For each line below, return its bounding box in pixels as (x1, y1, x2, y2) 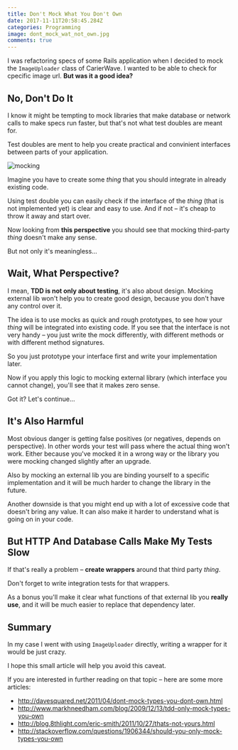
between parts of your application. (7, 147, 109, 156)
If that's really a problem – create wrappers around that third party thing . (7, 566, 221, 574)
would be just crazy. (7, 647, 67, 656)
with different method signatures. (7, 338, 105, 346)
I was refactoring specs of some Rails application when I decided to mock (7, 56, 224, 65)
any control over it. (7, 301, 63, 310)
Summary (7, 621, 52, 633)
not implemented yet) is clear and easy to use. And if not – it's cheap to (7, 204, 216, 212)
